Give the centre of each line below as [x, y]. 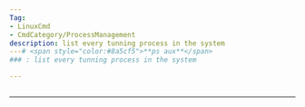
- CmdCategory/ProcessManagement [73, 34]
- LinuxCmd [30, 26]
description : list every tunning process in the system [117, 43]
